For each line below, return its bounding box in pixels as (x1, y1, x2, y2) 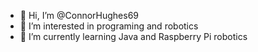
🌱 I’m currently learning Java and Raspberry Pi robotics (19, 31, 248, 42)
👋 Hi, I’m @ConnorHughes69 (19, 10, 140, 21)
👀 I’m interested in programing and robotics (19, 20, 199, 32)
